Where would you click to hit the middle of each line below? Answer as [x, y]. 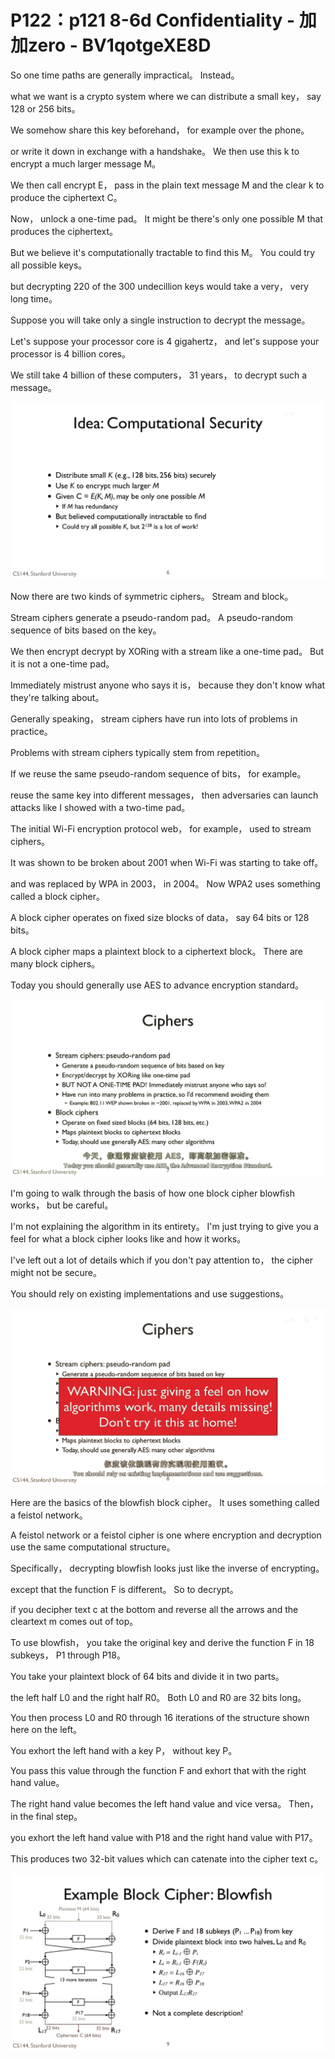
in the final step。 [46, 1817]
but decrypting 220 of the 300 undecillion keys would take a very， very [159, 286]
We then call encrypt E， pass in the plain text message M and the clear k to [167, 185]
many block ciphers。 [55, 964]
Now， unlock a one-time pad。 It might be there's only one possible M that [167, 218]
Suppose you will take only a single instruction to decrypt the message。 [160, 320]
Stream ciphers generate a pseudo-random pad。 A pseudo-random [152, 618]
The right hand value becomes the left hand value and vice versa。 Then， [164, 1804]
